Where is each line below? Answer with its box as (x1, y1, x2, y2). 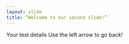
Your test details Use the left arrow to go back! (6, 31, 123, 38)
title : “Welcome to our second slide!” (6, 14, 108, 20)
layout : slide (6, 8, 43, 15)
